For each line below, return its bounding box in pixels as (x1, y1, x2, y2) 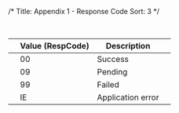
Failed (97, 79, 119, 89)
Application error (97, 92, 159, 103)
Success (97, 54, 130, 64)
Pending (97, 67, 128, 77)
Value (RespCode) (20, 41, 90, 51)
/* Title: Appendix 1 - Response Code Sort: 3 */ (8, 7, 159, 16)
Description (105, 41, 151, 51)
